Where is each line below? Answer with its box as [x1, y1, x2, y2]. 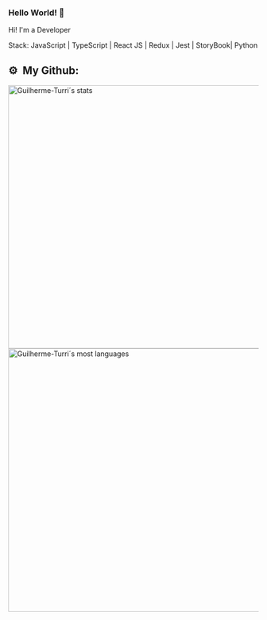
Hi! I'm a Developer [8, 25, 72, 35]
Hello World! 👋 [8, 7, 65, 18]
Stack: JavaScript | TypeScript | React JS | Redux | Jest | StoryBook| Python [8, 41, 258, 50]
